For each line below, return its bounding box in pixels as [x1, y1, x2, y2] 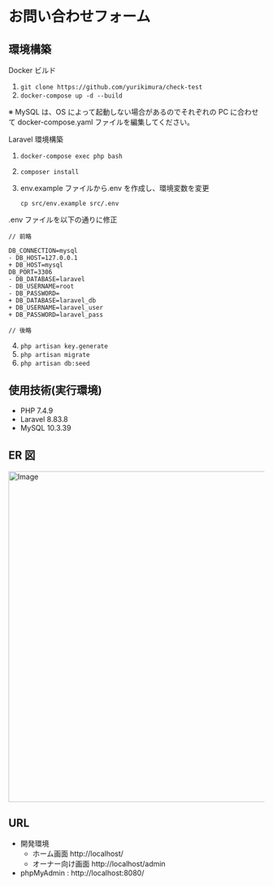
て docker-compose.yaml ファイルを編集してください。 [8, 117, 195, 127]
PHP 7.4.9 [19, 406, 54, 415]
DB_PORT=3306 [8, 268, 53, 276]
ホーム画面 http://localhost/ [32, 849, 124, 858]
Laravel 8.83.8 [19, 414, 69, 423]
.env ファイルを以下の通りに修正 [8, 215, 118, 224]
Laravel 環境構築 [8, 135, 63, 144]
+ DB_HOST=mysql [8, 261, 63, 269]
